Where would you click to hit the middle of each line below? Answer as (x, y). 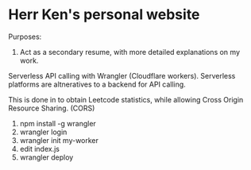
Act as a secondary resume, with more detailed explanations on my (130, 52)
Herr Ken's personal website (104, 15)
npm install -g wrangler (58, 123)
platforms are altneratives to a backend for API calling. (97, 84)
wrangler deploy (46, 157)
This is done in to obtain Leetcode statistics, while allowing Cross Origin (126, 99)
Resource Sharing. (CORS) (52, 108)
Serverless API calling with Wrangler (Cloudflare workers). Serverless (122, 75)
